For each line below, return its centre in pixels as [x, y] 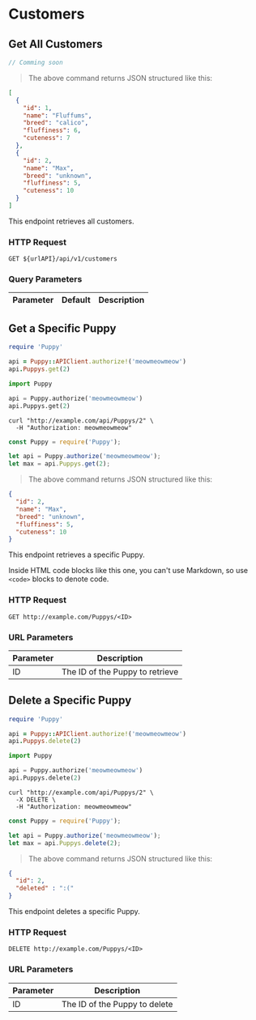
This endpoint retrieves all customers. [71, 221]
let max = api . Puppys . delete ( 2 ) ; [65, 843]
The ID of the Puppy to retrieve [120, 671]
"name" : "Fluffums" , [58, 115]
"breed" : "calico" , [56, 123]
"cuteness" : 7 [47, 138]
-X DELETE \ [36, 799]
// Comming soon [36, 62]
